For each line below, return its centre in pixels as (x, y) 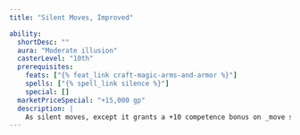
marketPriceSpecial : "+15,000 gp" (81, 100)
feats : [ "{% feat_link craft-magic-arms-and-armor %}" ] (132, 76)
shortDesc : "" (43, 42)
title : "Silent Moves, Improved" (71, 17)
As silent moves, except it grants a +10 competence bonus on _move (155, 117)
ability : (25, 34)
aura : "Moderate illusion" (67, 50)
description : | (46, 108)
